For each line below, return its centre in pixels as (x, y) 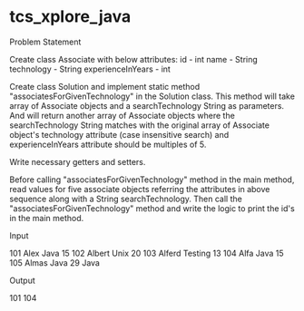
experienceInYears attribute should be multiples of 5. (108, 144)
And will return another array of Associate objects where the (123, 115)
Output (22, 280)
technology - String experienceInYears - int (90, 69)
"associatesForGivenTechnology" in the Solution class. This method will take (152, 96)
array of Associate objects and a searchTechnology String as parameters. (147, 105)
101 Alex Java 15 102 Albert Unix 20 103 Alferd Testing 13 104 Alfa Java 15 (147, 253)
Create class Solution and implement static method (105, 86)
